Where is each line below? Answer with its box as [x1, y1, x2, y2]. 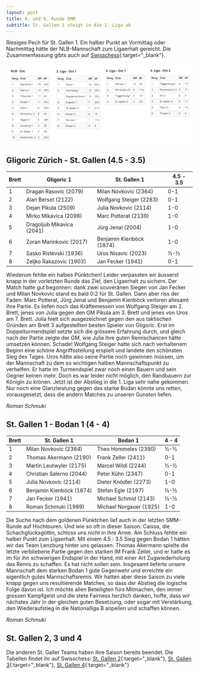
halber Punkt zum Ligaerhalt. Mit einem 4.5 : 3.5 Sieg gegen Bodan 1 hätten [6, 535, 190, 542]
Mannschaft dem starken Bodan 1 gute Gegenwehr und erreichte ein [6, 567, 173, 574]
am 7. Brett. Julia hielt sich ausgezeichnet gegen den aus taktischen [6, 315, 172, 322]
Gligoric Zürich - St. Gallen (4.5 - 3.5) [6, 155, 146, 165]
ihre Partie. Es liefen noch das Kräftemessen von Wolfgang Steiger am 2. [6, 302, 184, 309]
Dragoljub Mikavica [26, 221, 73, 228]
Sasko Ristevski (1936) [26, 250, 84, 257]
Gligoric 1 [46, 175, 72, 183]
